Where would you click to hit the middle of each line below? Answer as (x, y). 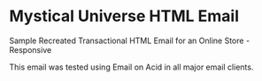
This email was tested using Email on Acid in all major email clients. (131, 67)
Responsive (31, 49)
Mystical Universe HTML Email (124, 16)
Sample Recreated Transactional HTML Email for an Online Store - (130, 40)
